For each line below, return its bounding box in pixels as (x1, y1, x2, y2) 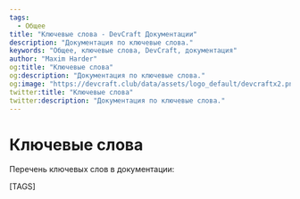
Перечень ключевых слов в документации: (9, 164, 175, 175)
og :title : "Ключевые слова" (9, 63, 114, 72)
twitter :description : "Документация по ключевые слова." (9, 95, 226, 105)
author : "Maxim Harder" (9, 54, 98, 63)
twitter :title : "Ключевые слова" (9, 87, 134, 96)
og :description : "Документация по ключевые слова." (9, 71, 205, 80)
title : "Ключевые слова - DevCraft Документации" (9, 29, 198, 38)
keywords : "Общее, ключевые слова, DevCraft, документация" (9, 46, 238, 55)
